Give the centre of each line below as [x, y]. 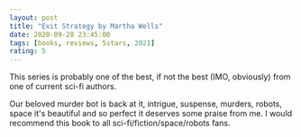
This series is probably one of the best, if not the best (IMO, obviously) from [150, 77]
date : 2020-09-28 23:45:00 [60, 34]
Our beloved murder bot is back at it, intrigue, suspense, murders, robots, [146, 104]
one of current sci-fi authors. [63, 87]
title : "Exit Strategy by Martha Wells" [87, 26]
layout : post [34, 18]
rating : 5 [28, 51]
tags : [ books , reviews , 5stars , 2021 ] [82, 43]
